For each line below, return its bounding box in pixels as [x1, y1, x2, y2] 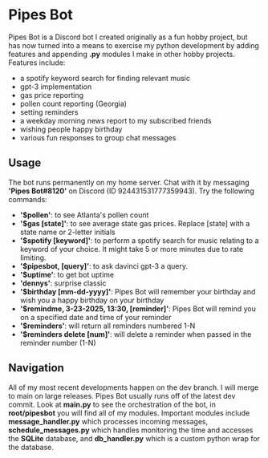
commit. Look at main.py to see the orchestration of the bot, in [8, 399, 217, 409]
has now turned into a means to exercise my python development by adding [8, 40, 259, 50]
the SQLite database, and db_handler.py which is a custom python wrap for [8, 433, 261, 443]
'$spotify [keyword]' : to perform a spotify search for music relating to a [19, 235, 259, 245]
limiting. [19, 253, 47, 262]
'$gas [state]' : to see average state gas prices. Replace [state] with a [19, 218, 250, 228]
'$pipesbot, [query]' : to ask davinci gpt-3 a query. [19, 261, 189, 270]
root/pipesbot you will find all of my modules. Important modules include [8, 407, 250, 418]
